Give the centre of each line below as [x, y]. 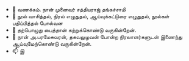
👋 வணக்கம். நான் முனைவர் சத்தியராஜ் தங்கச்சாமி [69, 9]
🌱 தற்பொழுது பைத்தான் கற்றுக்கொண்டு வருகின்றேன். [74, 30]
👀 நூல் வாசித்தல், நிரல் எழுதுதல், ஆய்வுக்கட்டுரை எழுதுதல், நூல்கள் [91, 16]
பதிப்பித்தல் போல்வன [37, 23]
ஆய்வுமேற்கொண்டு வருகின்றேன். [52, 44]
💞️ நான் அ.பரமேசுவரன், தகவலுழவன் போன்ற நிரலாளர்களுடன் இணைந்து [97, 37]
